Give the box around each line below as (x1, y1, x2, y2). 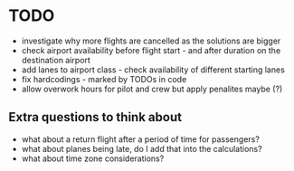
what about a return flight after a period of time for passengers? (21, 133, 260, 145)
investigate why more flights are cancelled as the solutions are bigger (21, 35, 281, 46)
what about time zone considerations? (21, 153, 165, 164)
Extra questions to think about (8, 109, 183, 125)
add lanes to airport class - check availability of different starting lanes (21, 64, 286, 75)
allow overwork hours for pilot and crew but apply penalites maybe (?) (21, 83, 283, 94)
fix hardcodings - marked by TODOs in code (21, 73, 187, 84)
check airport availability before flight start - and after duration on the (21, 44, 281, 55)
